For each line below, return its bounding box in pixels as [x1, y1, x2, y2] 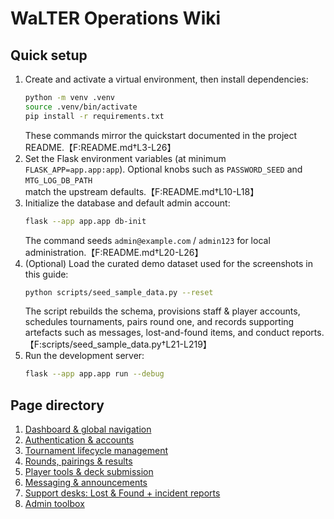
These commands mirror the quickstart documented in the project [24, 129, 298, 141]
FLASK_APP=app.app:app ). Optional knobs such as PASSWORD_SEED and [24, 163, 303, 175]
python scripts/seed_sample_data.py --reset [24, 287, 214, 297]
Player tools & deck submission [24, 466, 154, 478]
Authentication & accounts [24, 434, 135, 446]
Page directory [10, 397, 105, 414]
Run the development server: [24, 350, 145, 362]
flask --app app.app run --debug [24, 369, 165, 379]
